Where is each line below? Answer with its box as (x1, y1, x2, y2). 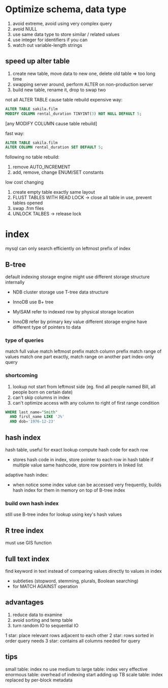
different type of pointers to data (12, 324, 81, 330)
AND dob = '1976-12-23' (10, 419, 56, 424)
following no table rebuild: (5, 154, 60, 160)
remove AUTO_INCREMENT (12, 164, 71, 170)
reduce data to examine (12, 612, 62, 618)
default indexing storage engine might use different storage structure (5, 274, 150, 280)
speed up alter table (5, 57, 70, 66)
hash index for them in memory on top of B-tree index (12, 487, 125, 493)
